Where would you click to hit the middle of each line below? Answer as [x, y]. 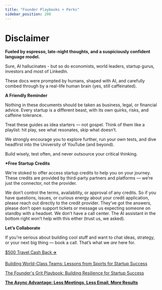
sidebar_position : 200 [28, 14]
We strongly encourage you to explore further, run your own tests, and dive [81, 139]
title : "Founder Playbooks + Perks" [42, 10]
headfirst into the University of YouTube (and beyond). [60, 145]
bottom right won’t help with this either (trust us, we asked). [65, 219]
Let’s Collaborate [23, 228]
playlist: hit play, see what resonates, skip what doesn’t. [61, 130]
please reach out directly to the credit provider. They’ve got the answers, [78, 203]
